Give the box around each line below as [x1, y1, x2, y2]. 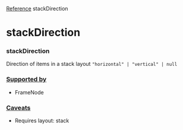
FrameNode [14, 88, 44, 96]
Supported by [6, 75, 47, 84]
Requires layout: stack [14, 117, 70, 124]
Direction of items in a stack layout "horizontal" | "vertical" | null [6, 61, 178, 68]
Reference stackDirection [6, 5, 68, 12]
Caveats [6, 103, 31, 112]
